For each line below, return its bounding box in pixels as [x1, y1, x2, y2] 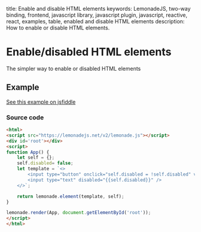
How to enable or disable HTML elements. [6, 24, 110, 31]
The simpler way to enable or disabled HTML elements [6, 65, 141, 72]
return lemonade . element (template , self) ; [17, 193, 124, 200]
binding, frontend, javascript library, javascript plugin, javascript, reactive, [6, 11, 187, 19]
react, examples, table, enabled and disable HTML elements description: [6, 18, 185, 25]
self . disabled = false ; [17, 160, 74, 167]
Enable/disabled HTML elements [6, 45, 172, 59]
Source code [6, 113, 44, 122]
